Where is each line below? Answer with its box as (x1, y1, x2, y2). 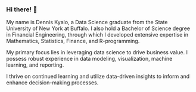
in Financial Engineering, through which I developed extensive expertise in (6, 31, 189, 38)
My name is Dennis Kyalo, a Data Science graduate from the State (6, 19, 168, 26)
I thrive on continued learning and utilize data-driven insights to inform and (6, 73, 190, 80)
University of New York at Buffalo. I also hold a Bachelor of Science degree (6, 25, 191, 32)
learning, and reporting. (6, 61, 64, 68)
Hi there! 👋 (6, 5, 38, 14)
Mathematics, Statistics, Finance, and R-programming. (6, 38, 140, 45)
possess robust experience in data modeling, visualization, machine (6, 55, 173, 63)
